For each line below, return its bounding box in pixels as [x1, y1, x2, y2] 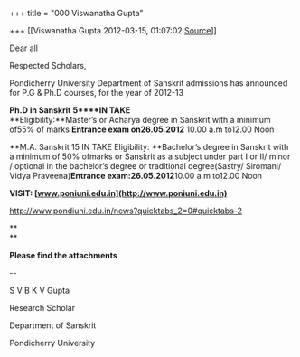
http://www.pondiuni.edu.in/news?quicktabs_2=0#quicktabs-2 [9, 205, 242, 216]
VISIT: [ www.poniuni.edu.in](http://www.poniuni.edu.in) [9, 188, 228, 198]
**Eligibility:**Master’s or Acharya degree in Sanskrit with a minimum [9, 115, 271, 125]
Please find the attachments [9, 250, 117, 260]
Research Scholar [9, 303, 75, 313]
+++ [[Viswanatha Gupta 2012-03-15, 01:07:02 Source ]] [9, 25, 217, 35]
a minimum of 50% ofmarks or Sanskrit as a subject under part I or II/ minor [9, 151, 291, 162]
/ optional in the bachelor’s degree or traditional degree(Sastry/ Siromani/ [9, 161, 282, 171]
